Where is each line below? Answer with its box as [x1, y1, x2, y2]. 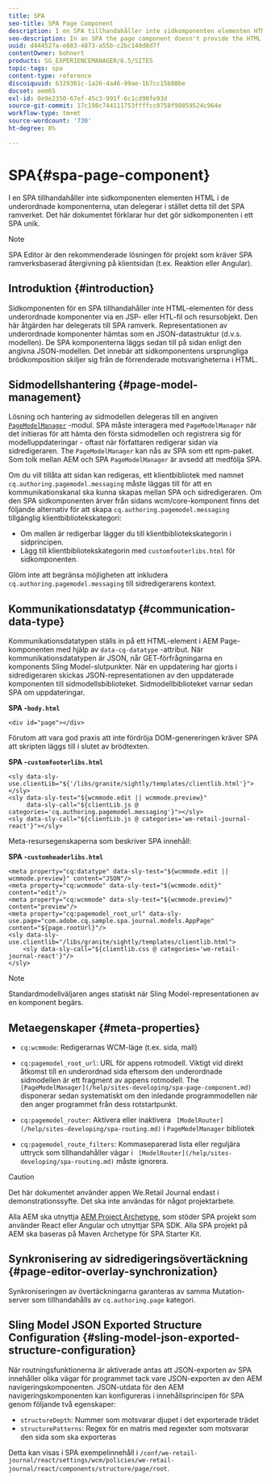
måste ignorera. [115, 1156, 169, 1166]
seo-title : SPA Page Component [8, 19, 114, 27]
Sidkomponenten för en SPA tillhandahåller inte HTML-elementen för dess [8, 303, 254, 313]
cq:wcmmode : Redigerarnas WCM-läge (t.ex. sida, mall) [19, 1042, 198, 1052]
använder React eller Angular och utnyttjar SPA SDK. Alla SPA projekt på [8, 1220, 248, 1230]
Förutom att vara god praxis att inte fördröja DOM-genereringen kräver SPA [8, 733, 258, 743]
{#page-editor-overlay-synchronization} [8, 1265, 219, 1279]
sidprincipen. [19, 537, 65, 547]
